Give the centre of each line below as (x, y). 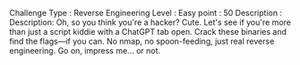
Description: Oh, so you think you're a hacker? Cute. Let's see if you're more (150, 22)
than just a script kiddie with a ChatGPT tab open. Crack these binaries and (148, 32)
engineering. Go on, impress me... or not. (85, 51)
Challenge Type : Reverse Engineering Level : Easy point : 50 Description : (146, 13)
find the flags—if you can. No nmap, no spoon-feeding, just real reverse (142, 41)
